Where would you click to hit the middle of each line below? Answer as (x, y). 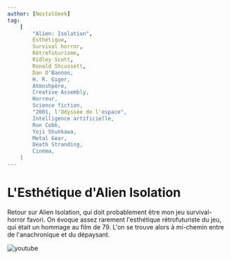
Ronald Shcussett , (59, 66)
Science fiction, (58, 106)
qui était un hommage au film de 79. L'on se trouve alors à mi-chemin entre (116, 227)
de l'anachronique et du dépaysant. (59, 234)
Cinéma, (44, 151)
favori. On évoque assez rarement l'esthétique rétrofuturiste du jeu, (124, 220)
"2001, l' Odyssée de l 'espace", (80, 112)
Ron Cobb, (47, 125)
